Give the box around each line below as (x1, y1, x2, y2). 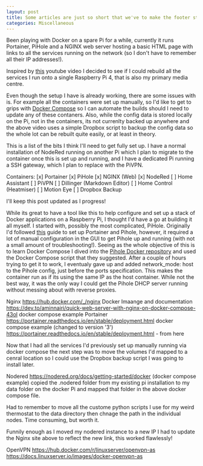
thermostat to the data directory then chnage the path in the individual (6, 410, 181, 417)
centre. (6, 80, 24, 88)
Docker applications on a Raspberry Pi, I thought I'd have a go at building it (6, 215, 192, 223)
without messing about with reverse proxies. (6, 286, 117, 293)
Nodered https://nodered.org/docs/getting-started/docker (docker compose (6, 372, 196, 380)
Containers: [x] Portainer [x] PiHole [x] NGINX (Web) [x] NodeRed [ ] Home (6, 173, 193, 180)
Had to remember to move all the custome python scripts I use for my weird (6, 404, 195, 411)
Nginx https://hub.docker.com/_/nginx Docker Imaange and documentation (6, 298, 193, 305)
